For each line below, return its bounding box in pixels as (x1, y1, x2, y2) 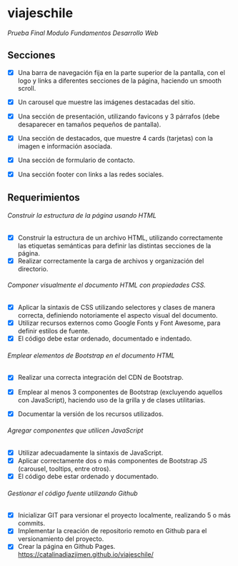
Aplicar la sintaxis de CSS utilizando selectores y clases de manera (17, 303, 216, 312)
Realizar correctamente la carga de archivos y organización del (17, 256, 204, 265)
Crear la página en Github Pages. (17, 542, 116, 551)
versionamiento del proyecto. (17, 535, 104, 543)
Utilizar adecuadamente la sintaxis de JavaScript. (17, 448, 164, 457)
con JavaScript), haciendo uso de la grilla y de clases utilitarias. (17, 395, 206, 404)
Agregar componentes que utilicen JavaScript (7, 426, 144, 435)
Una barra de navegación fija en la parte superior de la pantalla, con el (17, 68, 225, 76)
